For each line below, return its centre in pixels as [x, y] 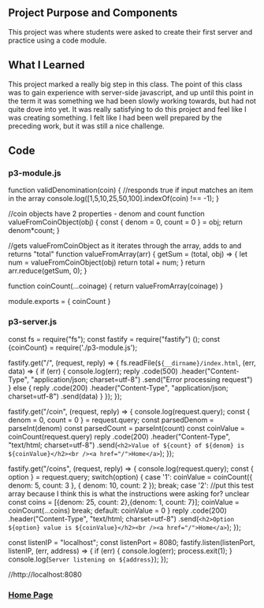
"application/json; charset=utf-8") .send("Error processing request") [141, 379]
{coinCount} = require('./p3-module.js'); [73, 347]
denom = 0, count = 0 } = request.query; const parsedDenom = [111, 420]
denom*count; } [34, 231]
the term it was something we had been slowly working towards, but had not [132, 101]
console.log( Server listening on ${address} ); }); [88, 559]
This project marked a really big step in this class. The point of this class [125, 84]
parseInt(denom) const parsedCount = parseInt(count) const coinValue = [127, 428]
